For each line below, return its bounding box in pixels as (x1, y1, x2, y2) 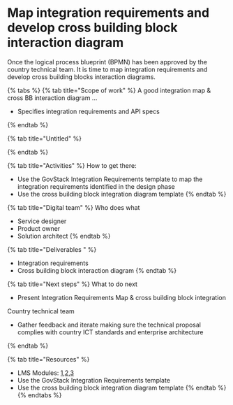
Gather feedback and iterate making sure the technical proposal (17, 320, 201, 329)
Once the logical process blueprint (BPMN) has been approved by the (7, 57, 208, 66)
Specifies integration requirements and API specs (17, 107, 160, 115)
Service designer (17, 217, 67, 225)
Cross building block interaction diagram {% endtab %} (17, 266, 176, 274)
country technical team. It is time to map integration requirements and (7, 65, 208, 73)
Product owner (17, 224, 61, 232)
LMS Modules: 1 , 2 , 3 (17, 369, 75, 377)
